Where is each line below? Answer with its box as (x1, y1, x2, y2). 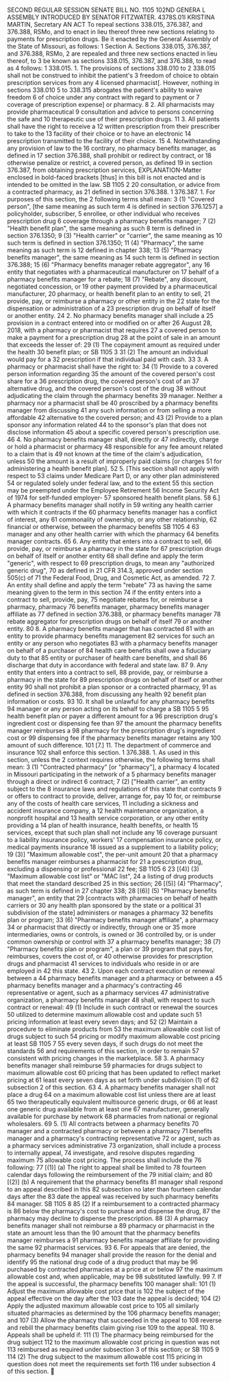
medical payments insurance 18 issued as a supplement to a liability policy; (7, 843, 219, 851)
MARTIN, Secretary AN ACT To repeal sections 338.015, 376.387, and (7, 21, 203, 28)
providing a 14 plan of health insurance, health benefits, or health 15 (7, 822, 199, 829)
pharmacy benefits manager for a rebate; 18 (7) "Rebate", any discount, (7, 275, 209, 283)
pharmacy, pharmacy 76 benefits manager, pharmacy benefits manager (7, 603, 209, 610)
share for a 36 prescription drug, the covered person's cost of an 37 (7, 377, 200, 385)
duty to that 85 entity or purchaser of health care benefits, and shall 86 (7, 654, 207, 662)
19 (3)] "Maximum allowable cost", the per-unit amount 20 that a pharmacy (7, 850, 218, 859)
